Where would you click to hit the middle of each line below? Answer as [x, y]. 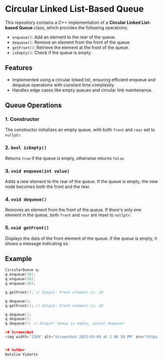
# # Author [15, 350]
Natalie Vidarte [21, 354]
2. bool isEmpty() [26, 148]
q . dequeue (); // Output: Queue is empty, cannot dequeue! [65, 323]
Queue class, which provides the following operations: [73, 27]
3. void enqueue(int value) [37, 171]
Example [18, 259]
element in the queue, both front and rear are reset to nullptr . [68, 215]
